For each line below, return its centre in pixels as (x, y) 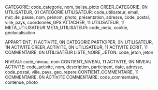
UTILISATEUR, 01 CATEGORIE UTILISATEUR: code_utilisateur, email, (72, 12)
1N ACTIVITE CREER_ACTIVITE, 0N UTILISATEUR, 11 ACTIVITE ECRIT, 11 (76, 47)
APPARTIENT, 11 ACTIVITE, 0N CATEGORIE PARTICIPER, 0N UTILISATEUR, (79, 42)
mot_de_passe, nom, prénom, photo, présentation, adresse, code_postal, (78, 17)
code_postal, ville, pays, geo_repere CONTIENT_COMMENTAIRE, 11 (72, 72)
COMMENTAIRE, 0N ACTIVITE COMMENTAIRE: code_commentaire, (72, 77)
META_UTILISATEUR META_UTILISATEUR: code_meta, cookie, (67, 28)
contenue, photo (22, 82)
